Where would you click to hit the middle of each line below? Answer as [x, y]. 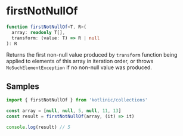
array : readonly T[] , [38, 32]
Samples [23, 86]
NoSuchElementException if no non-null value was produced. [79, 67]
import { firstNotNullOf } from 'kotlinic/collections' [77, 100]
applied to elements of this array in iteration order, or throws [80, 61]
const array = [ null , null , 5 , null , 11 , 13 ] [64, 111]
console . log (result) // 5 [38, 127]
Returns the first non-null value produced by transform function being [92, 55]
